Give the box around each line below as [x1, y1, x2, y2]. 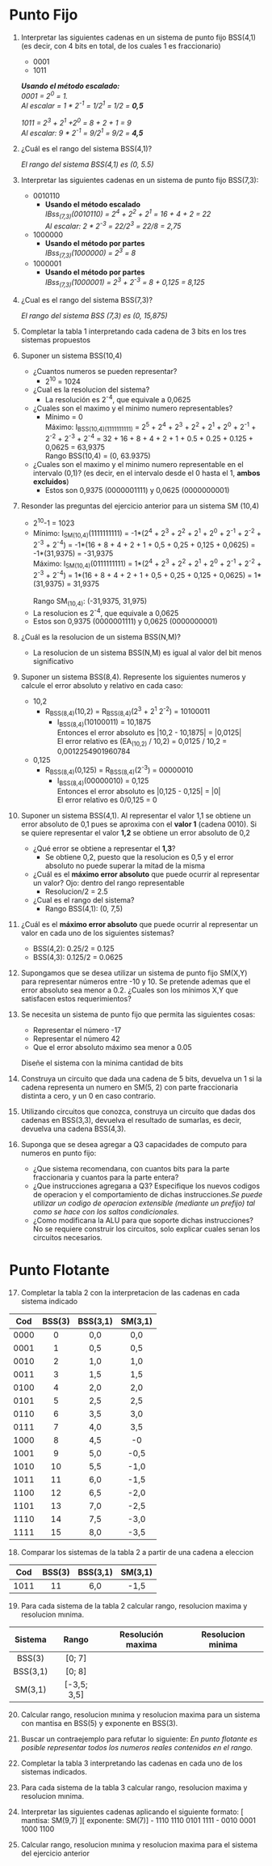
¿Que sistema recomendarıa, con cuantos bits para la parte [32, 1163, 230, 1173]
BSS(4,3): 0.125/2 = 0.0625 [32, 952, 123, 962]
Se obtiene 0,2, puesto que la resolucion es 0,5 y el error [44, 852, 234, 861]
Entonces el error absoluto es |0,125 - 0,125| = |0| [56, 786, 221, 796]
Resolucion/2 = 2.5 [44, 886, 108, 896]
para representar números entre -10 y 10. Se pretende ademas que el [20, 976, 251, 986]
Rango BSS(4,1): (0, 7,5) [44, 903, 123, 913]
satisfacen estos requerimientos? [20, 993, 132, 1003]
